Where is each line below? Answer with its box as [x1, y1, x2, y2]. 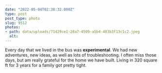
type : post [5, 12, 27, 16]
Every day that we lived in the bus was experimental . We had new [5, 47, 137, 53]
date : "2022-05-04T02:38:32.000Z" [5, 7, 75, 12]
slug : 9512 [5, 20, 27, 25]
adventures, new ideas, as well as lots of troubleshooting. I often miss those [5, 52, 157, 58]
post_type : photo [5, 16, 40, 21]
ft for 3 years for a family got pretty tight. [5, 62, 87, 68]
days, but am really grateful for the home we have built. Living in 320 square [5, 57, 158, 63]
